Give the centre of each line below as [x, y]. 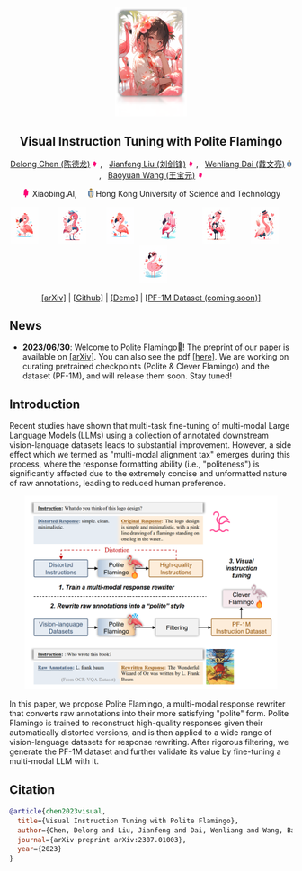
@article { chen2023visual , [58, 811]
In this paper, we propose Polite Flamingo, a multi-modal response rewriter [147, 704]
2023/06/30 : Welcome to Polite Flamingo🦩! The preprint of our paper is [156, 347]
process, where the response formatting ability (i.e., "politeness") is [134, 464]
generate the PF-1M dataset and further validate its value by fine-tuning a [145, 751]
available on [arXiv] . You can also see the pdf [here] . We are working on [155, 357]
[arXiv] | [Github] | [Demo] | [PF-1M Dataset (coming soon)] [151, 298]
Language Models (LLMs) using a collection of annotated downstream [139, 435]
